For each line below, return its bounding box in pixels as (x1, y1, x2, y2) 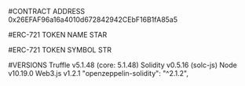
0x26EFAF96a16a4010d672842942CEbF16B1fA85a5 (8, 15, 178, 24)
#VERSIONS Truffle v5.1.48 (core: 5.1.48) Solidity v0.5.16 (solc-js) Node (8, 60, 237, 70)
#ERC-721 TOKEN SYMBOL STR (8, 45, 112, 54)
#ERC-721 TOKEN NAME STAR (8, 30, 108, 39)
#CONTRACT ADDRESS (8, 7, 86, 16)
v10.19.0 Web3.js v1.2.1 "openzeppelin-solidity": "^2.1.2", (8, 69, 188, 77)
